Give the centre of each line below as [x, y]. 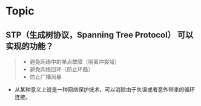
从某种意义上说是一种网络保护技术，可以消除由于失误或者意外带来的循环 [104, 89]
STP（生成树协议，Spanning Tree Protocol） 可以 [100, 35]
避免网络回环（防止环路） [61, 69]
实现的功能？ [30, 46]
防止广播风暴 [45, 77]
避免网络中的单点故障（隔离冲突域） [75, 62]
